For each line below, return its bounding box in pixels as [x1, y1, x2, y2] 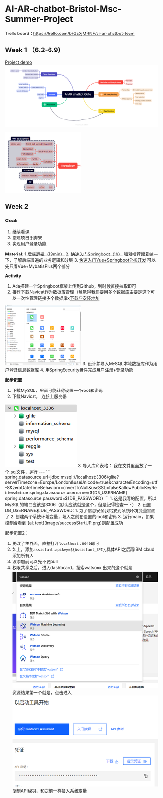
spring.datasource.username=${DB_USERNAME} [29, 490, 128, 495]
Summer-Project [5, 14, 74, 25]
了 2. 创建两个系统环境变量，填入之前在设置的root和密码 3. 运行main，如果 [5, 513, 154, 519]
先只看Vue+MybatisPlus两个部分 [5, 263, 70, 269]
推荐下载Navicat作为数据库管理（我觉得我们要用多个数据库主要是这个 [12, 289, 151, 295]
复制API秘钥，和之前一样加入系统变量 [12, 788, 87, 794]
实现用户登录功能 [12, 241, 47, 247]
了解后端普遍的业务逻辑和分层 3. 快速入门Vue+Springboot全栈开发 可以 [13, 257, 156, 263]
